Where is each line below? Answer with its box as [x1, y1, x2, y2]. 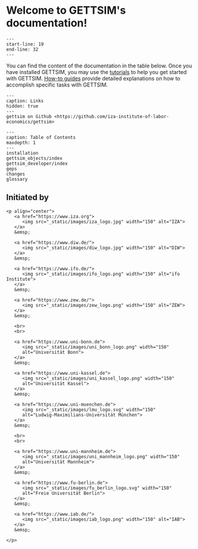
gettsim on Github [6, 113, 52, 119]
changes [6, 171, 26, 177]
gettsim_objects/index [6, 155, 63, 161]
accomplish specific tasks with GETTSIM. [6, 81, 109, 88]
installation [6, 150, 39, 156]
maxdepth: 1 [6, 140, 36, 146]
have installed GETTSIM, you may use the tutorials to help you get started [6, 68, 187, 75]
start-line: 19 [6, 41, 44, 47]
